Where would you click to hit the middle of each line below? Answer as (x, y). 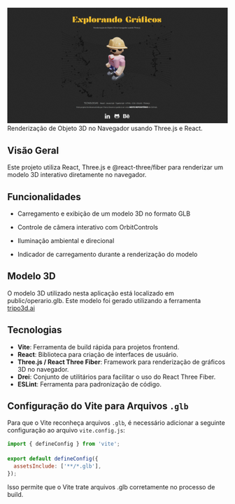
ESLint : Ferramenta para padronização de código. (90, 384)
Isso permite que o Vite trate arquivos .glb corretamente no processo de (111, 486)
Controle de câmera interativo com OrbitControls (88, 227)
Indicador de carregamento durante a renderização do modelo (107, 254)
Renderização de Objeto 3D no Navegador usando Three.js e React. (105, 128)
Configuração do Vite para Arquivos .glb (98, 406)
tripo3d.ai (21, 308)
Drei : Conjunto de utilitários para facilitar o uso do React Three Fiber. (116, 377)
